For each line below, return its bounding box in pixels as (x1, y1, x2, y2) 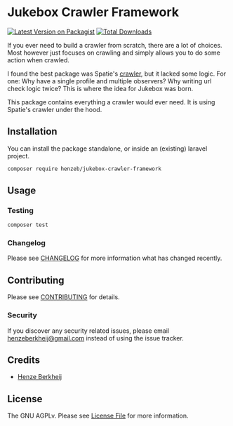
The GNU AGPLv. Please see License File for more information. (7, 411, 189, 420)
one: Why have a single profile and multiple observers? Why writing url (7, 76, 212, 85)
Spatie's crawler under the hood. (7, 105, 102, 114)
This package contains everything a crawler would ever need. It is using (7, 97, 215, 106)
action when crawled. (7, 55, 70, 64)
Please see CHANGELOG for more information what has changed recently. (7, 254, 222, 263)
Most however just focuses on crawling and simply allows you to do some (7, 48, 221, 57)
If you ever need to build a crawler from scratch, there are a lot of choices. (7, 41, 222, 49)
